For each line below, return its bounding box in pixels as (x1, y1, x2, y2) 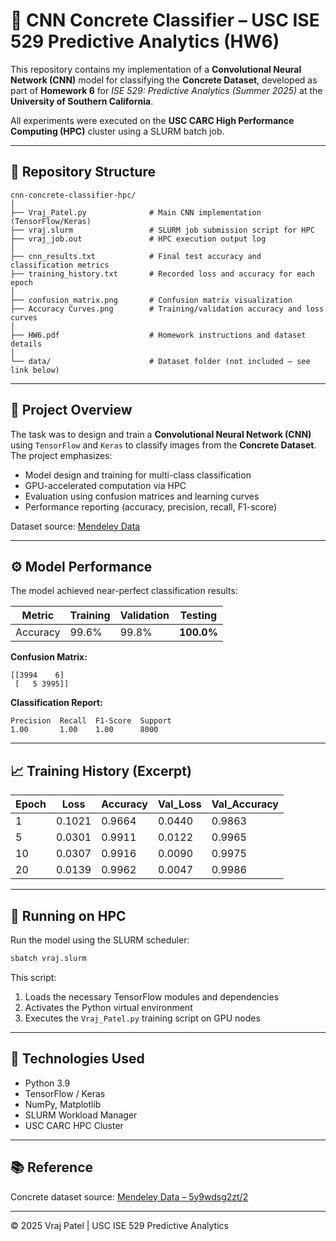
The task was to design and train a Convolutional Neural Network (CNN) (10, 428, 312, 440)
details (10, 339, 43, 349)
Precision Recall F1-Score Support (10, 716, 172, 726)
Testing (179, 609, 218, 623)
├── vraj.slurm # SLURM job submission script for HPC (10, 225, 315, 235)
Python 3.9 (24, 1077, 71, 1089)
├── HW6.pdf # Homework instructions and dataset (10, 330, 307, 340)
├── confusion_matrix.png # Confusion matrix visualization (10, 295, 293, 305)
